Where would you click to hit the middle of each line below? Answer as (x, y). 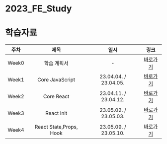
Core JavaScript (56, 80)
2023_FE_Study (39, 9)
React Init (56, 113)
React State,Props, (56, 127)
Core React (56, 96)
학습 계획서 (56, 64)
